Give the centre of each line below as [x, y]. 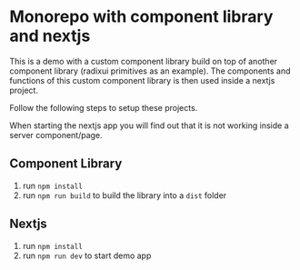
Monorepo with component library [141, 17]
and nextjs [50, 36]
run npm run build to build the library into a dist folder [125, 195]
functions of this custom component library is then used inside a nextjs [142, 80]
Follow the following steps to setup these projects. [104, 107]
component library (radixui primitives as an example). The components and [150, 71]
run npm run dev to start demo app [87, 255]
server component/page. [56, 135]
